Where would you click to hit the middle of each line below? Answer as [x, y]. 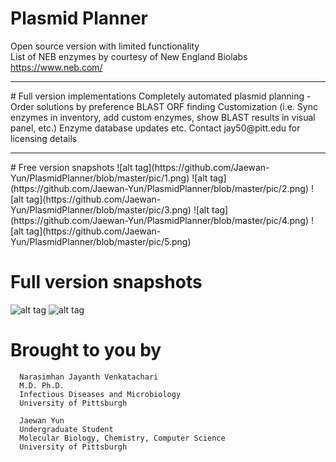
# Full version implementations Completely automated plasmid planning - [161, 96]
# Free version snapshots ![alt [71, 167]
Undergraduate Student [66, 429]
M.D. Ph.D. [42, 385]
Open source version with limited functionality [105, 46]
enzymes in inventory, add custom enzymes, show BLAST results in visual [163, 117]
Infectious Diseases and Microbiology [100, 394]
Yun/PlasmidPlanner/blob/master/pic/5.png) [101, 241]
